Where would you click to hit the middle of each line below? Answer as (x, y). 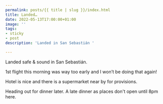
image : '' (16, 24)
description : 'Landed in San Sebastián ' (50, 43)
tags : (11, 29)
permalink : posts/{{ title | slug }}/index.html (58, 10)
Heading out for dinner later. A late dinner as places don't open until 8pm (82, 91)
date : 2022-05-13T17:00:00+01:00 (41, 19)
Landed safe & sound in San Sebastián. (46, 62)
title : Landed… (21, 15)
